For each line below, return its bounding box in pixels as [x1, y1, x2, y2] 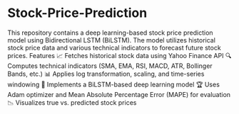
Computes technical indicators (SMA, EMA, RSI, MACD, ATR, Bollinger [7, 62, 213, 70]
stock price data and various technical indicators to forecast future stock [7, 43, 221, 52]
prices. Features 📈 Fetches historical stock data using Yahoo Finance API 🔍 [7, 51, 232, 59]
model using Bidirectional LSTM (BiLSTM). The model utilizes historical [7, 35, 216, 44]
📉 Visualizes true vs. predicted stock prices [7, 98, 137, 107]
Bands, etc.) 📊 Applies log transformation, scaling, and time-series [7, 69, 205, 78]
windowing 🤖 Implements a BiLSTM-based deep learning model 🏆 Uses [7, 80, 220, 89]
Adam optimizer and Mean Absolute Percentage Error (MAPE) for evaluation [7, 90, 230, 98]
